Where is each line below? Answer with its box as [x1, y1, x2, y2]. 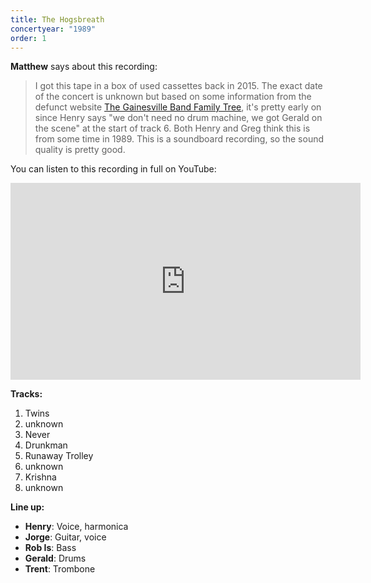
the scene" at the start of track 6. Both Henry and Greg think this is [34, 122, 311, 135]
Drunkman [24, 439, 68, 451]
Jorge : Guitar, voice [24, 531, 107, 543]
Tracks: [10, 388, 43, 400]
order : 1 [10, 33, 47, 43]
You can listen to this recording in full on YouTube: [10, 163, 217, 175]
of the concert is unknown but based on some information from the [34, 91, 312, 103]
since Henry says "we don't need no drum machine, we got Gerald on [34, 112, 323, 124]
